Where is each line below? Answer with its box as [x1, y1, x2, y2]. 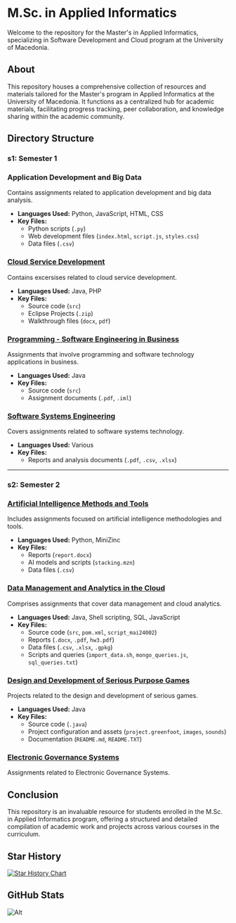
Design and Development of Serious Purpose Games [7, 675, 190, 685]
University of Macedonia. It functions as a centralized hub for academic [7, 97, 215, 106]
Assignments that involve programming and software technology [7, 350, 195, 358]
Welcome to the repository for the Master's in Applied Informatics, [7, 28, 199, 37]
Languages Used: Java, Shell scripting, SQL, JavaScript [17, 613, 181, 621]
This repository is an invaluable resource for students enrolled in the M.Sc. [7, 808, 223, 816]
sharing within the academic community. [7, 112, 125, 120]
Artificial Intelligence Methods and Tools [7, 499, 149, 509]
